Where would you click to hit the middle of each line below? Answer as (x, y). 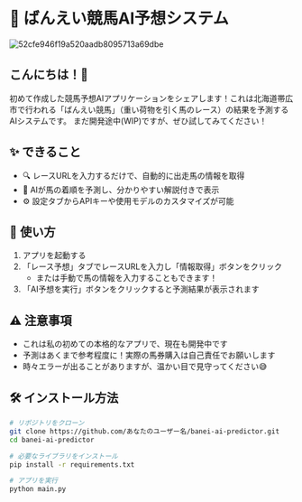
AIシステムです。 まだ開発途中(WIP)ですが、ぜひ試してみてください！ (138, 121)
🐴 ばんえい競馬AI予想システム (119, 19)
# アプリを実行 (34, 481)
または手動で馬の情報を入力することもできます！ (127, 278)
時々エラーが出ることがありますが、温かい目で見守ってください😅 (145, 367)
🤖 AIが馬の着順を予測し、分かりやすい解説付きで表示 (121, 190)
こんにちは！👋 (49, 74)
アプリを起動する (54, 256)
